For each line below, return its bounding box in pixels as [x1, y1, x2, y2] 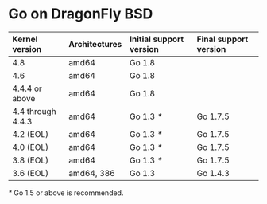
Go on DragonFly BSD [8, 5, 153, 23]
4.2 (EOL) [12, 128, 49, 139]
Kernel [12, 33, 38, 45]
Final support [196, 33, 249, 45]
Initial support [130, 33, 184, 45]
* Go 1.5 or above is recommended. [8, 188, 124, 198]
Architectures [68, 38, 122, 49]
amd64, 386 [68, 167, 115, 178]
